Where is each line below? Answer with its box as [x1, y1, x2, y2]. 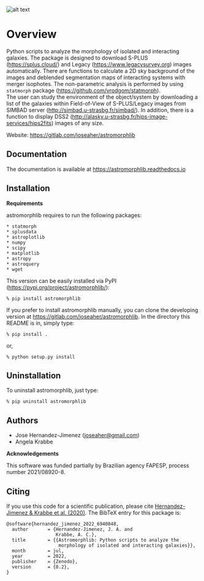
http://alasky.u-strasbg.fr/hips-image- [72, 112, 168, 120]
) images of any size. [51, 119, 104, 127]
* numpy [6, 240, 26, 246]
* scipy [6, 244, 26, 251]
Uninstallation [6, 370, 61, 381]
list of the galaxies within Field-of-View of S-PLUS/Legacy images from [6, 99, 186, 107]
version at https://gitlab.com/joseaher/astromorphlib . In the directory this [6, 313, 191, 320]
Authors [6, 415, 39, 426]
